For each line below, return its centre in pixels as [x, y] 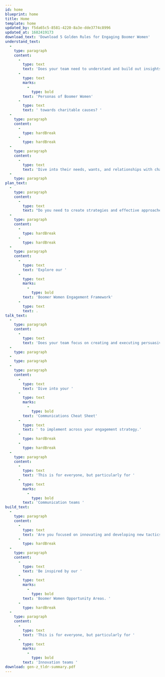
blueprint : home [22, 14]
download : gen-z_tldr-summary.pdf [41, 667]
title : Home [17, 19]
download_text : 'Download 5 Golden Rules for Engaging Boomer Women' [78, 37]
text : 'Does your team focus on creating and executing [81, 343]
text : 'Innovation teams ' [50, 662]
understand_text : [23, 42]
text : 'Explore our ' [45, 270]
